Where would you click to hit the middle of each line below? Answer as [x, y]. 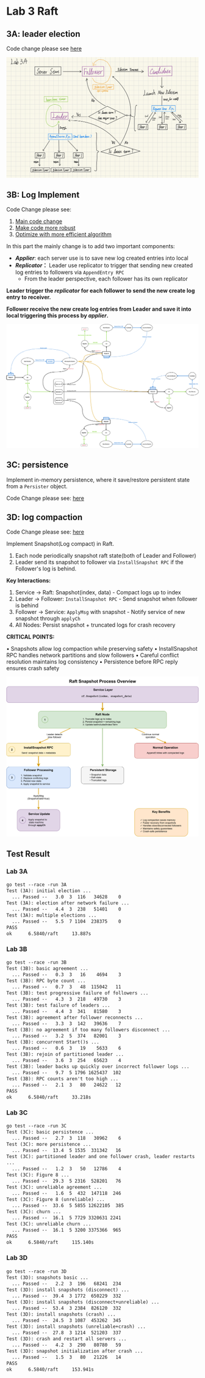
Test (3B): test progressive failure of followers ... [77, 993]
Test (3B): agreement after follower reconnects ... [75, 1018]
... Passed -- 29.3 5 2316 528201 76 [67, 1181]
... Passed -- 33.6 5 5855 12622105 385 [68, 1206]
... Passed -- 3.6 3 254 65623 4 [67, 1061]
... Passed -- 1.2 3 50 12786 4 [67, 1169]
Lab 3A [17, 871]
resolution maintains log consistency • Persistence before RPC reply [92, 662]
